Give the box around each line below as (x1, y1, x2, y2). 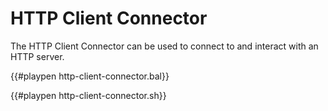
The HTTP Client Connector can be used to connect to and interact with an (10, 40, 319, 52)
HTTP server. (10, 50, 65, 62)
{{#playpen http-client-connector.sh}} (10, 89, 167, 101)
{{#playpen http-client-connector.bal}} (10, 70, 170, 82)
